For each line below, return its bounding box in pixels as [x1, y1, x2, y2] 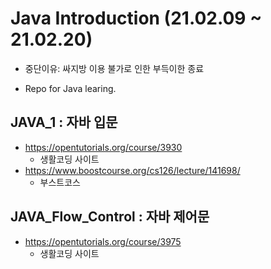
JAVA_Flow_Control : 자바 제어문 [10, 208, 210, 226]
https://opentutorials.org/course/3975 [24, 235, 182, 247]
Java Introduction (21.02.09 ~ [10, 7, 263, 30]
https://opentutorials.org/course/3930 [24, 141, 183, 153]
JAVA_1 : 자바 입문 [10, 114, 118, 131]
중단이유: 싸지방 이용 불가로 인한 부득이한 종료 [24, 62, 205, 74]
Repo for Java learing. [24, 82, 117, 94]
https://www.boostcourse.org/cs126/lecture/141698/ [24, 164, 241, 176]
